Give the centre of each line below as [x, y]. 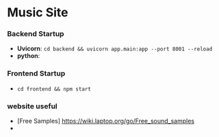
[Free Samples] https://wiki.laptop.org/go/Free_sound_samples [106, 121]
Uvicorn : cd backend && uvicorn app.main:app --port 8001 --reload [115, 48]
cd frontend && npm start [54, 89]
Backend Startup [36, 34]
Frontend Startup [36, 74]
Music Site [38, 13]
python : [28, 56]
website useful [33, 106]
